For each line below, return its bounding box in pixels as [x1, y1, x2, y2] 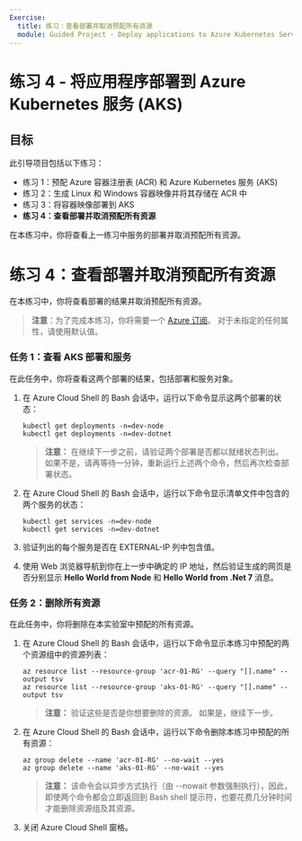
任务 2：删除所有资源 [9, 597, 101, 609]
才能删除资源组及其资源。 [44, 802, 140, 813]
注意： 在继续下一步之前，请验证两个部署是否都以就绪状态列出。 [44, 446, 284, 456]
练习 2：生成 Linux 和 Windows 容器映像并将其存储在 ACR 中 [22, 188, 247, 199]
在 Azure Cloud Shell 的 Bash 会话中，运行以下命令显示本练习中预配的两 [22, 637, 290, 648]
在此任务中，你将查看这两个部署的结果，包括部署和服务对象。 [9, 373, 238, 384]
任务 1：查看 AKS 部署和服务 [9, 351, 132, 364]
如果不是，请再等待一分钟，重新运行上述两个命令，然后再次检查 [44, 457, 281, 468]
